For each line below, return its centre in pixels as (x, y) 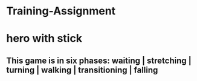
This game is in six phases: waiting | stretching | (99, 60)
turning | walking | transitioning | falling (82, 70)
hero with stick (44, 39)
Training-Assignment (61, 11)
